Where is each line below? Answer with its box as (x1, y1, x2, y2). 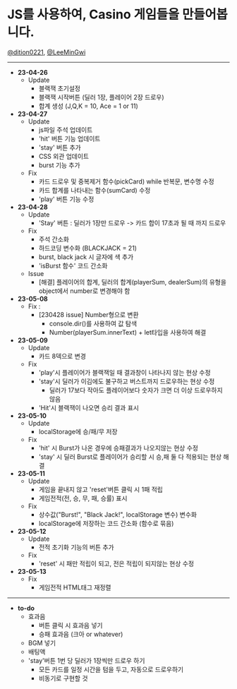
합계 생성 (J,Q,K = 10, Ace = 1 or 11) (38, 102, 139, 110)
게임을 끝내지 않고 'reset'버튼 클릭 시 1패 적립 (38, 485, 164, 493)
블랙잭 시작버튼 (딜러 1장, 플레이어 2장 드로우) (38, 92, 164, 101)
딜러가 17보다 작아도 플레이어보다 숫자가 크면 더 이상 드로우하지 (49, 385, 224, 394)
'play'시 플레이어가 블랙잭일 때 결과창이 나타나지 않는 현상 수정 (38, 368, 211, 376)
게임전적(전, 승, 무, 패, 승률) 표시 (38, 493, 128, 502)
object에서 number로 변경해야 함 (38, 287, 130, 295)
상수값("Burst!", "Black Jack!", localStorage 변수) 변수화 (38, 510, 197, 519)
